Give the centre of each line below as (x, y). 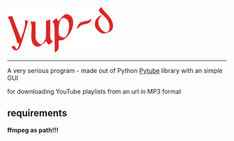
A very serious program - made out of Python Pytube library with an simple (115, 70)
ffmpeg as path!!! (33, 130)
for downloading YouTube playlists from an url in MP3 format (94, 91)
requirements (37, 114)
